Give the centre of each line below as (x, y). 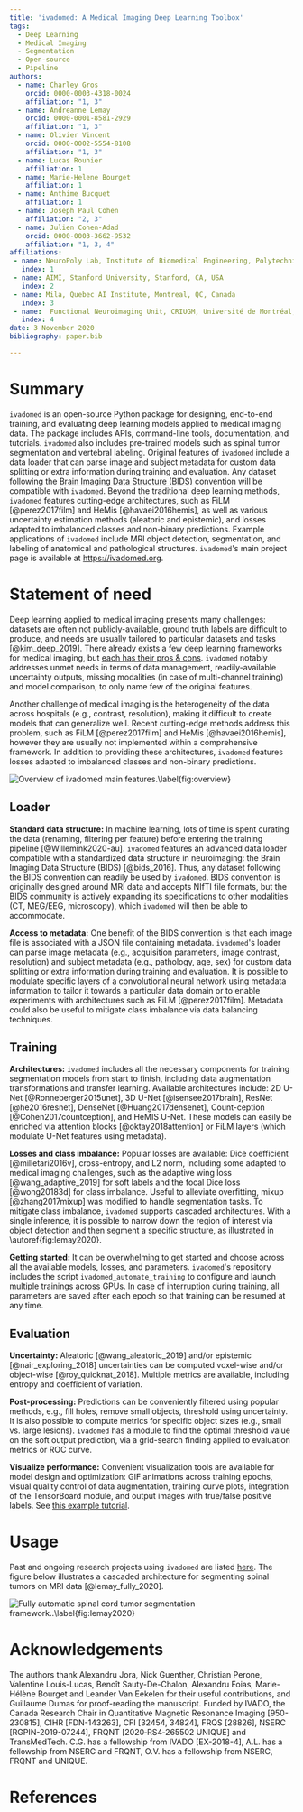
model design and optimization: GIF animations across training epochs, (141, 1477)
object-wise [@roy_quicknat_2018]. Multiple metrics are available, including (149, 1375)
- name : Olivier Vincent (64, 135)
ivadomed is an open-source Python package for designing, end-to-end (141, 414)
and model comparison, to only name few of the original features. (131, 686)
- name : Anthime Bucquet (64, 194)
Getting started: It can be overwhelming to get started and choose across (147, 1257)
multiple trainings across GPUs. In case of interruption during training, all (144, 1286)
